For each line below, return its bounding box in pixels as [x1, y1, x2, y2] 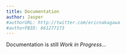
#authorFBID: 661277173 [6, 25, 65, 31]
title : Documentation [6, 8, 60, 15]
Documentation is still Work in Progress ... [6, 41, 106, 48]
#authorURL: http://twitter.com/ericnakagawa [6, 19, 120, 25]
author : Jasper [6, 14, 44, 20]
